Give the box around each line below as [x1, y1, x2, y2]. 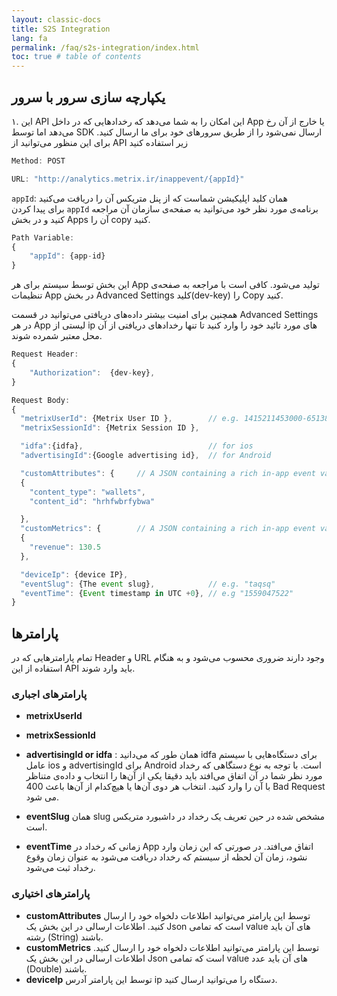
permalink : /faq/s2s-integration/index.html [11, 42, 200, 53]
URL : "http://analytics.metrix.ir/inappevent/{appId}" [11, 174, 245, 184]
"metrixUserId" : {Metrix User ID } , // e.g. [20, 414, 241, 424]
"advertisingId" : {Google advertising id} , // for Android [20, 451, 272, 461]
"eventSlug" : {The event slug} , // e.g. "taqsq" [20, 579, 276, 589]
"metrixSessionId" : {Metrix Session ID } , [20, 423, 200, 433]
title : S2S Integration [11, 24, 111, 34]
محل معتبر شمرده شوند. [11, 330, 103, 342]
